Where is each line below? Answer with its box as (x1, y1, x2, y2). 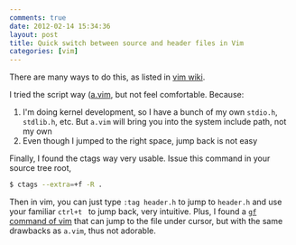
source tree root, (9, 163, 72, 174)
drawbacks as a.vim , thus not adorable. (9, 225, 156, 236)
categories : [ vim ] (9, 47, 79, 56)
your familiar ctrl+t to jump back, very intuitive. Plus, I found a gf (9, 206, 257, 217)
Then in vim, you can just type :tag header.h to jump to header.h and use (9, 196, 282, 207)
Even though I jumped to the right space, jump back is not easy (22, 136, 258, 146)
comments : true (9, 13, 67, 23)
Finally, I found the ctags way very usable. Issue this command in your (9, 153, 271, 164)
